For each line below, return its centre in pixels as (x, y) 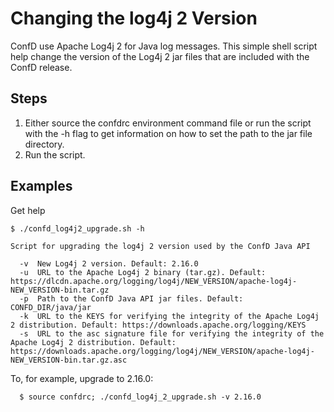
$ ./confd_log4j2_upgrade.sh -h (77, 228)
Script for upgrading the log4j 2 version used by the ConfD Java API (160, 246)
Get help (28, 210)
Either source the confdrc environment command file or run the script (168, 123)
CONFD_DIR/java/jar (51, 307)
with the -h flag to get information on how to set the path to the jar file (168, 133)
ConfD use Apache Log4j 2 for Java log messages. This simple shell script (164, 46)
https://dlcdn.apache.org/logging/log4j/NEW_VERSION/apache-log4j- (154, 281)
